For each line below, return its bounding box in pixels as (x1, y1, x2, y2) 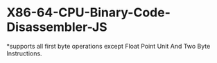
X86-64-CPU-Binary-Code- (6, 5, 171, 21)
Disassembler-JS (6, 19, 108, 35)
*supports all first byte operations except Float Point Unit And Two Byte (6, 42, 211, 50)
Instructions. (6, 49, 42, 58)
